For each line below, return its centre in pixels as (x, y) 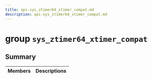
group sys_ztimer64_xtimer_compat (76, 39)
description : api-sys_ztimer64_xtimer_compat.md (56, 14)
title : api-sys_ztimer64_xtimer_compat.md (50, 10)
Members (19, 71)
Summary (21, 57)
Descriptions (51, 71)
